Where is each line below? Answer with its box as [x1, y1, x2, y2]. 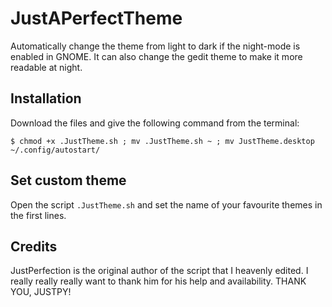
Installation [10, 90, 82, 107]
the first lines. [10, 209, 67, 221]
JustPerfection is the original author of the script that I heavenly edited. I [10, 265, 309, 277]
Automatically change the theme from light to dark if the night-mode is [10, 40, 301, 52]
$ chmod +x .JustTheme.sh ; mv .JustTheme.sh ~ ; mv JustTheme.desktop [10, 136, 315, 146]
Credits [10, 238, 58, 255]
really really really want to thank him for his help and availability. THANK [10, 275, 307, 287]
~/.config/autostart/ [10, 145, 101, 155]
